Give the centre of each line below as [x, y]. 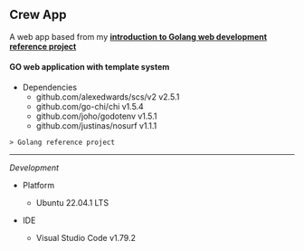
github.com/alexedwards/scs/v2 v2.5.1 [108, 97]
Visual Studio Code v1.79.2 [86, 238]
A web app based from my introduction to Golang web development [138, 36]
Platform [38, 186]
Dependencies [50, 87]
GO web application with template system [90, 67]
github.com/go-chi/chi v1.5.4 [90, 107]
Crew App [38, 15]
